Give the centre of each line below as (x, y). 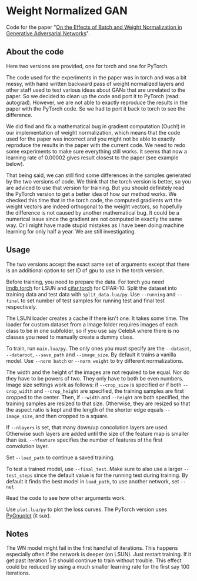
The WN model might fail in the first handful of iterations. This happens (92, 548)
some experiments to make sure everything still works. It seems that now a (96, 151)
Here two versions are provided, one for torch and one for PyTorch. (88, 66)
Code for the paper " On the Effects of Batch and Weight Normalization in (94, 27)
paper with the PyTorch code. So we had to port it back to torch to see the (96, 108)
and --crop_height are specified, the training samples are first (109, 391)
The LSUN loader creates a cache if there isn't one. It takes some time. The (97, 318)
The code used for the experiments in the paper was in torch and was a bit (96, 77)
